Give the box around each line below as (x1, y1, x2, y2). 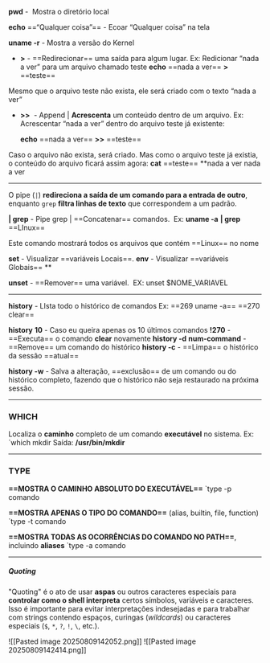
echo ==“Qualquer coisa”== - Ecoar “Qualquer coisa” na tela (8, 23, 211, 31)
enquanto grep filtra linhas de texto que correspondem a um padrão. (8, 198, 237, 208)
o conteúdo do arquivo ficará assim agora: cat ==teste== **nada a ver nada (8, 158, 261, 168)
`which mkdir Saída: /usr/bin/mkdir (8, 438, 125, 448)
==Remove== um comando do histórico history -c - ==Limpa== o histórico (8, 342, 259, 352)
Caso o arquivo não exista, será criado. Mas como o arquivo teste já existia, (8, 150, 259, 159)
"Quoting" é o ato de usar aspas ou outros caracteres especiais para (8, 587, 237, 596)
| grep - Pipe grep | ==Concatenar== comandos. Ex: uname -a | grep (8, 215, 241, 223)
